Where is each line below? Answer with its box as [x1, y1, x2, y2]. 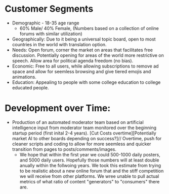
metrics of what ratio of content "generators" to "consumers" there [19, 178, 160, 184]
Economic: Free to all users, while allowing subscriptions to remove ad [12, 63, 159, 69]
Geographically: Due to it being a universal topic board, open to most [12, 36, 156, 42]
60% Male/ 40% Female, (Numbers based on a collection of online [19, 25, 159, 31]
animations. [12, 74, 36, 80]
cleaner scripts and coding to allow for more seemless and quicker [12, 141, 151, 147]
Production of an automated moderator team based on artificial [12, 119, 144, 125]
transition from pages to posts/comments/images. [12, 146, 117, 152]
